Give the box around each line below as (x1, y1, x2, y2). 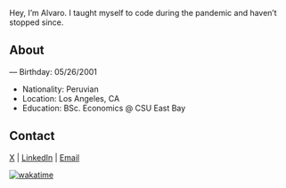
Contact (9, 128, 55, 143)
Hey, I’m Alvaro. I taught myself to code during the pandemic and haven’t (9, 8, 278, 18)
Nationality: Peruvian (21, 84, 100, 94)
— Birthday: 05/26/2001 (9, 66, 98, 77)
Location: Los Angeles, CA (21, 93, 120, 103)
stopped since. (9, 17, 64, 28)
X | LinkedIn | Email (9, 151, 80, 163)
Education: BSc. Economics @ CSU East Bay (21, 102, 186, 113)
